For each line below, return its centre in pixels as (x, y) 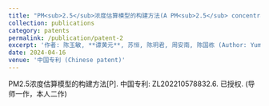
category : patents (39, 30)
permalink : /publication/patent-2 (66, 38)
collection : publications (51, 23)
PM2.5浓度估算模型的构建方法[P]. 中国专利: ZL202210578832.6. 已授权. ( (128, 84)
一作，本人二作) (41, 93)
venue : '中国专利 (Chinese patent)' (67, 61)
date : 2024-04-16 (37, 53)
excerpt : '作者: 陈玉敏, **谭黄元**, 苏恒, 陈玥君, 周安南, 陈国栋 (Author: (128, 45)
